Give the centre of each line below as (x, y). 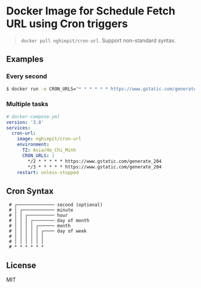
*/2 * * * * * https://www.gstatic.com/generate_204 (95, 161)
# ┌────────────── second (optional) (56, 205)
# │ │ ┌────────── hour (38, 215)
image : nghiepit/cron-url (49, 139)
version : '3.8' (25, 122)
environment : (33, 145)
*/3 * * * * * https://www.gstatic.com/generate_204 (95, 167)
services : (19, 128)
